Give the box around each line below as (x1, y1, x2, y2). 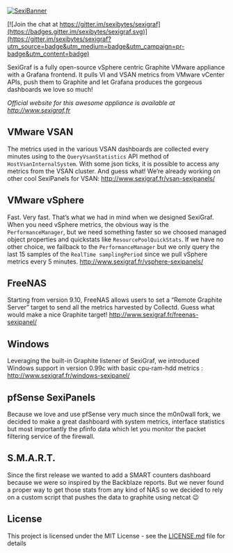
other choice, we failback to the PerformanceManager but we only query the (7, 242, 220, 250)
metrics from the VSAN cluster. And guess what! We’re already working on (7, 167, 220, 175)
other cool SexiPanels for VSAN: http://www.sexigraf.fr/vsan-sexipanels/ (7, 174, 216, 182)
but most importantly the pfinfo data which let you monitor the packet (7, 425, 207, 433)
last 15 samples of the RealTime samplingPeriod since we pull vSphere (7, 250, 208, 258)
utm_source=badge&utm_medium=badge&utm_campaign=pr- (7, 42, 185, 50)
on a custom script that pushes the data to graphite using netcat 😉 (7, 492, 200, 501)
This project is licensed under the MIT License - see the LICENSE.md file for (7, 531, 225, 540)
